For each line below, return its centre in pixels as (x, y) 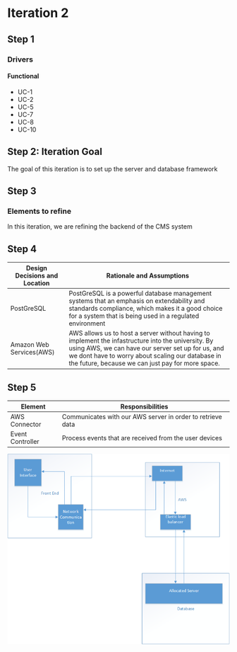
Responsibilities (144, 406)
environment (87, 323)
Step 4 (22, 249)
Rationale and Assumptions (147, 275)
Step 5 (22, 387)
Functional (23, 76)
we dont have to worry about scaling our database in (145, 356)
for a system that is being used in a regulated (134, 316)
